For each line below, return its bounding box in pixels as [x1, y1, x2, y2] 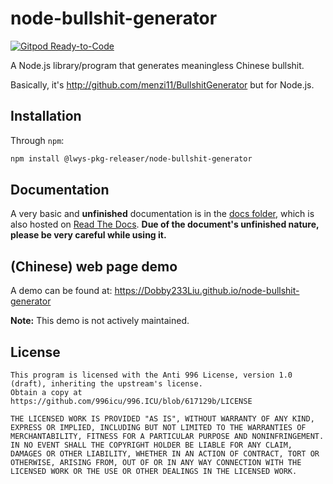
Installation [10, 108, 82, 125]
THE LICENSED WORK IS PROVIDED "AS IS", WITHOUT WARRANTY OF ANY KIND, [10, 414, 315, 424]
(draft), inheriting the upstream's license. [10, 379, 203, 389]
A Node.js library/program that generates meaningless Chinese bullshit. [10, 59, 305, 71]
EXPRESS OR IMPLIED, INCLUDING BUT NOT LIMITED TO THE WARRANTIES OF [10, 423, 307, 433]
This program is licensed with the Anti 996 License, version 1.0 [10, 370, 293, 381]
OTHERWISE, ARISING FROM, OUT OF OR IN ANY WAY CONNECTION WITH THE [10, 458, 302, 468]
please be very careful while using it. [10, 229, 167, 241]
